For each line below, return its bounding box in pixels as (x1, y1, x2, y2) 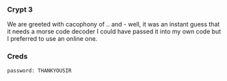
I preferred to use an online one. (7, 35, 98, 43)
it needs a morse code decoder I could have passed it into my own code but (7, 27, 222, 35)
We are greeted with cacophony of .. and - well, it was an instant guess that (7, 20, 220, 29)
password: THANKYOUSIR (7, 67, 72, 74)
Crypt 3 (7, 5, 33, 14)
